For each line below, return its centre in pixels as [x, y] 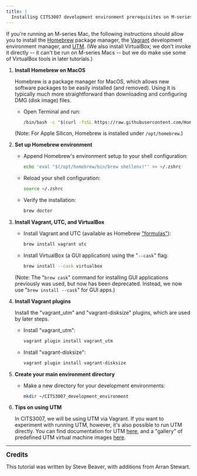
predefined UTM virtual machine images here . [70, 437]
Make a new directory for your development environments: [94, 386]
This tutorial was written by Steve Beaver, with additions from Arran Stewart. [98, 467]
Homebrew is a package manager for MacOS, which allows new [92, 81]
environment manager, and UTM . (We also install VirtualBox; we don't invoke [98, 46]
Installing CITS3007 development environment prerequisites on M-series [102, 17]
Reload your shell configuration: [62, 178]
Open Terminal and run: [52, 112]
